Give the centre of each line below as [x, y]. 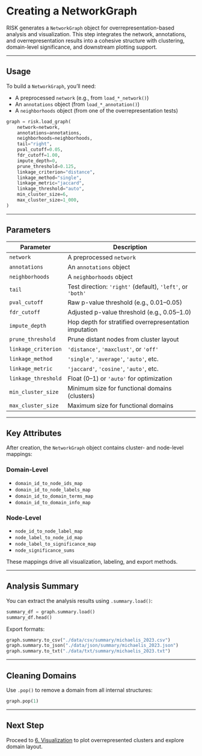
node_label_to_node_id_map [49, 537]
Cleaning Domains [41, 676]
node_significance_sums [45, 550]
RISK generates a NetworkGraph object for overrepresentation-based [90, 28]
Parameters [29, 230]
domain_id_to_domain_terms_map [54, 496]
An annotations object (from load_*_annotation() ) [77, 104]
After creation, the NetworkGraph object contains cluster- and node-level [95, 448]
